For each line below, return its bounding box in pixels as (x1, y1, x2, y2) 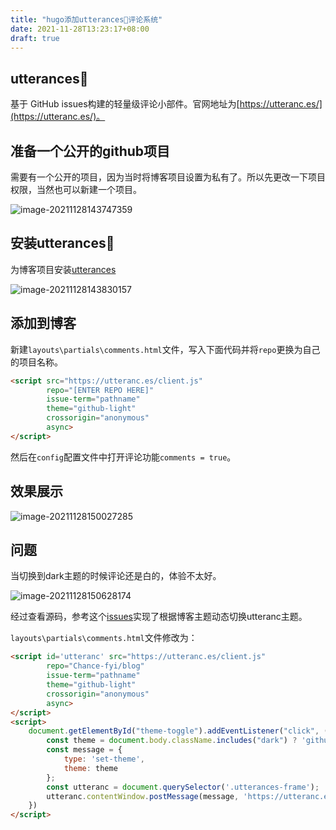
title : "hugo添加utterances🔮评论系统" (10, 14, 163, 25)
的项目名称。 (10, 356, 63, 368)
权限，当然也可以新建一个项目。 (10, 184, 142, 195)
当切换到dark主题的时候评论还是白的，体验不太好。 (10, 570, 222, 582)
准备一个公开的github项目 (10, 142, 171, 160)
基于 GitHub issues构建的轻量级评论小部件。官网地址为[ (10, 98, 240, 110)
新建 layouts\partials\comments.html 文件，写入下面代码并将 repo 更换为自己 (10, 343, 321, 355)
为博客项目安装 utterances (10, 263, 117, 275)
